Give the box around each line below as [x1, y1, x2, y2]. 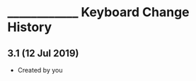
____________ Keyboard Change [7, 4, 190, 20]
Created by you [17, 66, 63, 74]
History [7, 19, 52, 35]
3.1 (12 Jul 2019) [7, 47, 79, 59]
